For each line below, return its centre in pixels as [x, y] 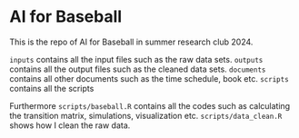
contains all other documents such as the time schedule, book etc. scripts [149, 78]
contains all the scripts [52, 88]
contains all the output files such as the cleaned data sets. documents [138, 69]
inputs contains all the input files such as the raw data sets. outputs [136, 59]
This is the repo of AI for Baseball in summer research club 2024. [131, 42]
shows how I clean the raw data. [70, 125]
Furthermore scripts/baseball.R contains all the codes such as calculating [150, 105]
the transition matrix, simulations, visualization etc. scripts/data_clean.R [146, 115]
